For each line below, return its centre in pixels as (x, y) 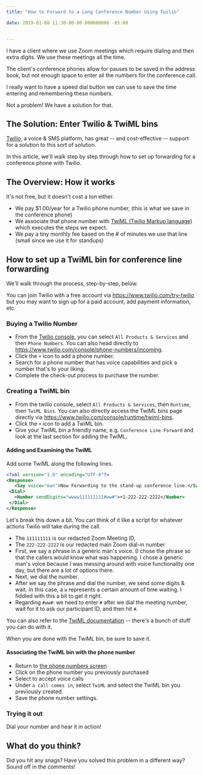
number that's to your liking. (50, 369)
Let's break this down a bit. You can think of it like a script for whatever (95, 520)
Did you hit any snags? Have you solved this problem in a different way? (96, 760)
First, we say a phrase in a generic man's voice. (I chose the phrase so (103, 551)
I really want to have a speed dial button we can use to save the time (92, 87)
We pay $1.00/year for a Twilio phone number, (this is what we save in (102, 209)
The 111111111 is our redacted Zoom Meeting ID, (75, 538)
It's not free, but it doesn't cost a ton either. (60, 196)
